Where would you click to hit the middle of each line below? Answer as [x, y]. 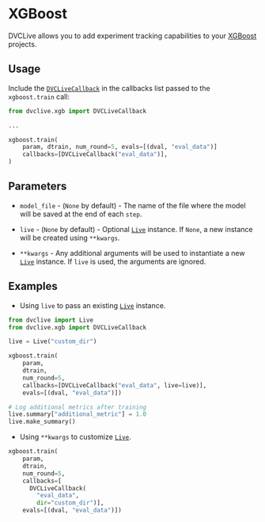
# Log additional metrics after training [78, 407]
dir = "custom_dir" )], [70, 503]
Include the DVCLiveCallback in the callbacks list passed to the [110, 88]
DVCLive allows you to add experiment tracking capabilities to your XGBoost [132, 36]
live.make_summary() [42, 422]
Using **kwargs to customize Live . [76, 437]
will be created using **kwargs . [70, 238]
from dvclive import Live [51, 320]
